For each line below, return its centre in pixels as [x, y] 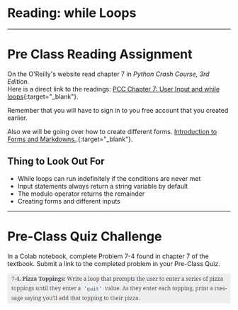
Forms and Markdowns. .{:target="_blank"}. [70, 139]
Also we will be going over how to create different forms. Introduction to [112, 131]
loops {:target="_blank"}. [43, 96]
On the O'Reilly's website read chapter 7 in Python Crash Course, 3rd [109, 74]
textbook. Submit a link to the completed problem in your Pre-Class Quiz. [114, 263]
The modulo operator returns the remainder [81, 194]
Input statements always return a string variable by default [103, 186]
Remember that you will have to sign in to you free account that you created [118, 110]
